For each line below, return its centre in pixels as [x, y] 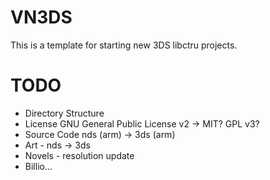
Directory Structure [64, 113]
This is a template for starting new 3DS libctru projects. [124, 45]
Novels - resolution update [79, 155]
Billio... [38, 166]
